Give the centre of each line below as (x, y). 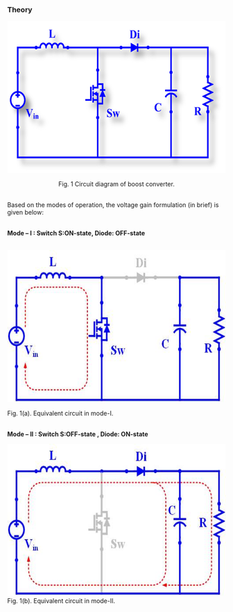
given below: (25, 213)
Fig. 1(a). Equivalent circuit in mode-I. (60, 413)
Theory (20, 10)
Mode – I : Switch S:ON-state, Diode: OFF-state (76, 233)
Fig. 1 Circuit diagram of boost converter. (116, 184)
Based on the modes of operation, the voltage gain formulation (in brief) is (113, 205)
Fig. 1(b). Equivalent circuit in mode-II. (61, 601)
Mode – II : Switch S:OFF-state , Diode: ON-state (78, 434)
